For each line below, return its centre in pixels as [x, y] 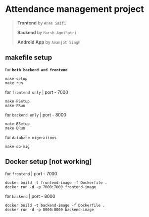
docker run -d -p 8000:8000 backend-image [50, 210]
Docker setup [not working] [49, 162]
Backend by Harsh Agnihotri [47, 32]
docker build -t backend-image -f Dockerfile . [55, 205]
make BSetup [17, 124]
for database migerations [31, 137]
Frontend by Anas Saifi [42, 23]
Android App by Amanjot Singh [49, 42]
